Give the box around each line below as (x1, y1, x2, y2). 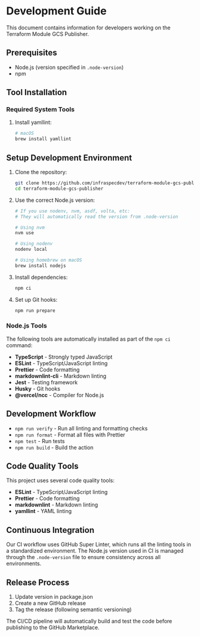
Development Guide (6, 4, 107, 18)
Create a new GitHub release (14, 600, 87, 607)
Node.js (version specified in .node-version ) (14, 63, 124, 71)
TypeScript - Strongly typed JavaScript (14, 353, 113, 360)
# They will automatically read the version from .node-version (14, 214, 179, 220)
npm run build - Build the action (14, 444, 94, 451)
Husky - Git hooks (14, 385, 61, 392)
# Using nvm (14, 225, 45, 230)
